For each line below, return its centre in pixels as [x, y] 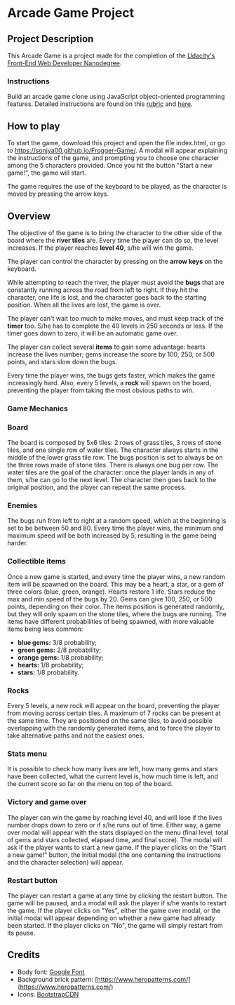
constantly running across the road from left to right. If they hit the [103, 290]
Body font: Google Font [51, 972]
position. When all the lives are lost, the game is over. [84, 305]
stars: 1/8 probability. [48, 672]
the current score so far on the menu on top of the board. [90, 784]
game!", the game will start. [47, 173]
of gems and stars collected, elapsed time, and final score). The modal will [115, 839]
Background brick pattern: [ [57, 979]
